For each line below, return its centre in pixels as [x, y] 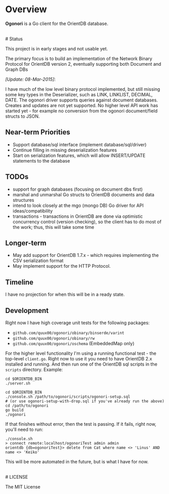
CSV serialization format [38, 261]
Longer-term [26, 243]
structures [23, 200]
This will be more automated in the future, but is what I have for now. [77, 462]
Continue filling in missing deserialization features [65, 150]
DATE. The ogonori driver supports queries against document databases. [82, 100]
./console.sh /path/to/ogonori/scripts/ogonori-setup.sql [68, 397]
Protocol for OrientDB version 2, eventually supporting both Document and [83, 64]
